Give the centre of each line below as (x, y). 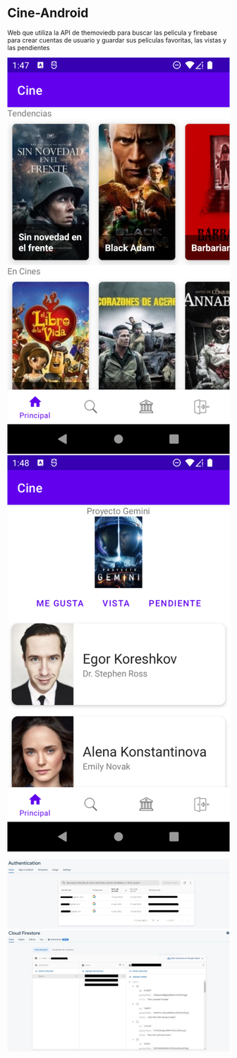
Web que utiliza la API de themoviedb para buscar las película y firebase (112, 33)
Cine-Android (48, 13)
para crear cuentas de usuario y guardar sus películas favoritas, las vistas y (117, 40)
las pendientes (29, 47)
